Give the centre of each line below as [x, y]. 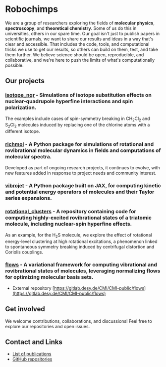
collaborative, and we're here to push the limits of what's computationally [80, 60]
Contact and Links [34, 342]
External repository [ [33, 288]
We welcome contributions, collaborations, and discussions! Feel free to [79, 321]
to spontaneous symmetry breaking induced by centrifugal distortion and [80, 246]
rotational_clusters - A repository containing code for [71, 212]
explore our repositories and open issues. [48, 326]
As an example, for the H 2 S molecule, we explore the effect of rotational [79, 235]
